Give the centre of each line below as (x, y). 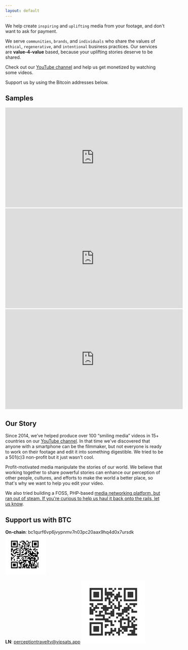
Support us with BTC (39, 520)
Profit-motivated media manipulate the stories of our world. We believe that (84, 467)
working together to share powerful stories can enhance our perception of (83, 472)
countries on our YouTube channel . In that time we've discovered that (78, 441)
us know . (15, 504)
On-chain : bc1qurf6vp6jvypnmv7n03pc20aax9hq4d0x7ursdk (70, 532)
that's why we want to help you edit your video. (55, 483)
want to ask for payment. (31, 31)
